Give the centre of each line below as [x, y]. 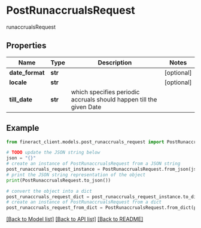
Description [115, 62]
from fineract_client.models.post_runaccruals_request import [85, 142]
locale [18, 82]
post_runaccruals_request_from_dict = [54, 208]
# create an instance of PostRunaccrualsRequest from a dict [84, 202]
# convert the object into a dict [49, 191]
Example [23, 128]
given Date [86, 107]
